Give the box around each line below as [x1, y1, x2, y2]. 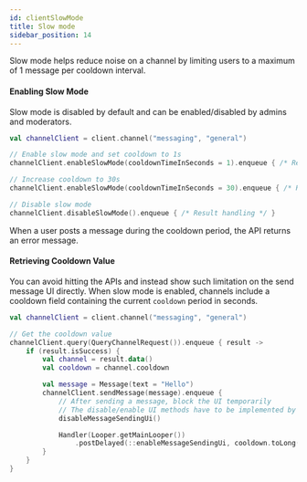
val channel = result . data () [42, 355, 153, 364]
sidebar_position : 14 [9, 30, 92, 39]
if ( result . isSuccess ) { [26, 346, 121, 356]
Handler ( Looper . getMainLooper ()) [58, 430, 185, 439]
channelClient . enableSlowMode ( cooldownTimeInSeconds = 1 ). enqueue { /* [9, 159, 288, 168]
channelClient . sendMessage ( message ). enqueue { [42, 389, 223, 398]
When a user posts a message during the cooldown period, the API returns [9, 225, 291, 236]
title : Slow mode [9, 22, 76, 31]
